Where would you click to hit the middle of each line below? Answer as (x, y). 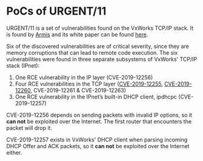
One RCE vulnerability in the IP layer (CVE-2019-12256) (84, 77)
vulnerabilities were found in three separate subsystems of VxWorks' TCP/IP (102, 59)
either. (14, 152)
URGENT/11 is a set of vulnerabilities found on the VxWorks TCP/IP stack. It (100, 28)
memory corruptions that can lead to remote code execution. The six (92, 52)
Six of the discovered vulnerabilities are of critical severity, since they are (98, 46)
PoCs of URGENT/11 (56, 11)
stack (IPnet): (23, 66)
